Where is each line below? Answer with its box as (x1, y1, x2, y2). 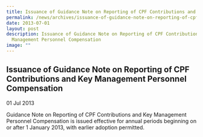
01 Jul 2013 (6, 99, 34, 106)
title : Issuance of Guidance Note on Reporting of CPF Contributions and (6, 8, 196, 15)
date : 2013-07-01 (6, 20, 50, 26)
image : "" (6, 43, 31, 49)
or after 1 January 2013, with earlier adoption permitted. (6, 124, 145, 131)
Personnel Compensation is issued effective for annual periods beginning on (6, 117, 197, 124)
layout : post (6, 25, 39, 32)
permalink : (6, 14, 34, 20)
